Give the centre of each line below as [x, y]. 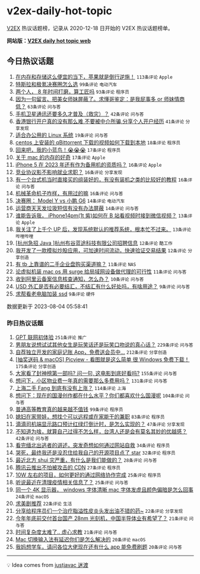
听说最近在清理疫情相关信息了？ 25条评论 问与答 [72, 483]
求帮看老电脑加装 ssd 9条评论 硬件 [55, 294]
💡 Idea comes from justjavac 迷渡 [47, 565]
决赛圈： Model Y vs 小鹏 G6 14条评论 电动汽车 [70, 201]
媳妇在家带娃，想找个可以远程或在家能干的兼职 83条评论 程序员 [90, 417]
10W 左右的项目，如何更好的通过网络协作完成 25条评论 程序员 [88, 475]
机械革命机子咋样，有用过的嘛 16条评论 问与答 [69, 193]
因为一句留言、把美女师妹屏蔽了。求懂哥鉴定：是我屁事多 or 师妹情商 [100, 99]
